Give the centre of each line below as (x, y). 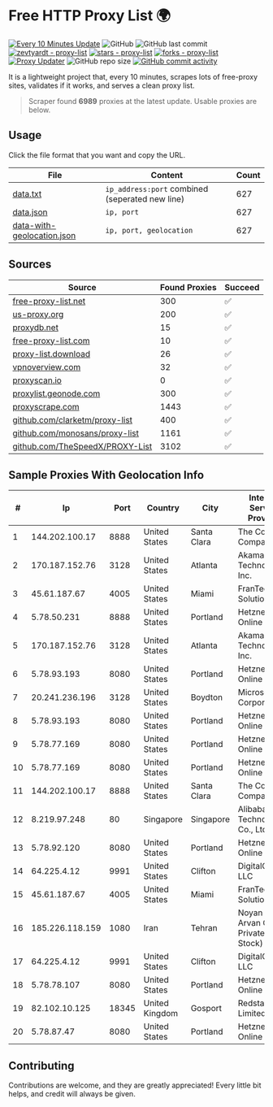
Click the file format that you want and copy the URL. (97, 154)
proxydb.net (36, 328)
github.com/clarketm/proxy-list (72, 419)
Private (251, 933)
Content (167, 175)
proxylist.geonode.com (56, 393)
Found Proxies (188, 287)
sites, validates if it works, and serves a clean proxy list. (102, 85)
